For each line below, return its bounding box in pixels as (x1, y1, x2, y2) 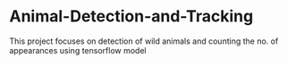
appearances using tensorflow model (9, 45, 147, 55)
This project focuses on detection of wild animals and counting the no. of (9, 36, 279, 46)
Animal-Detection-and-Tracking (9, 6, 254, 27)
